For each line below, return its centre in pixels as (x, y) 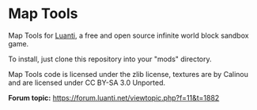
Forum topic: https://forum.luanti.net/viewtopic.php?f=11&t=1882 (114, 97)
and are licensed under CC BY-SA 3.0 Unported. (87, 82)
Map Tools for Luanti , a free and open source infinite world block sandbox (128, 35)
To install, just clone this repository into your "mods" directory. (110, 59)
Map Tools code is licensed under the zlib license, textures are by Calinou (128, 74)
